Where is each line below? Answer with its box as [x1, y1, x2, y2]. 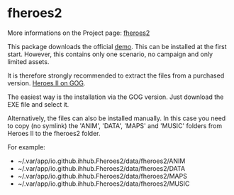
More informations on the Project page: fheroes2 [7, 28, 150, 37]
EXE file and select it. [7, 100, 69, 108]
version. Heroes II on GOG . [7, 78, 86, 87]
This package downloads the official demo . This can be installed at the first [7, 42, 227, 51]
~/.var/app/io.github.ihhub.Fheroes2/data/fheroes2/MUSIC [17, 179, 190, 188]
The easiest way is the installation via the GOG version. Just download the [7, 93, 224, 101]
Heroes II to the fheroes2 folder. [7, 129, 101, 137]
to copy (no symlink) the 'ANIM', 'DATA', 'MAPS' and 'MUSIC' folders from [7, 121, 223, 130]
